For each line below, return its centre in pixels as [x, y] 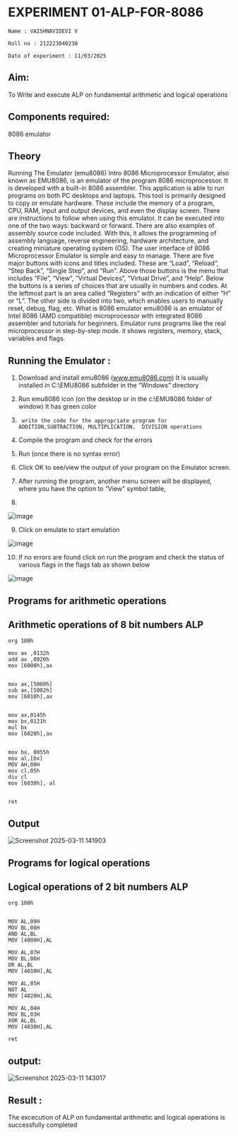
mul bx [18, 728]
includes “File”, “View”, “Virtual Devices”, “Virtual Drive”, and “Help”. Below [116, 278]
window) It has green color [57, 407]
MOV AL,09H [24, 922]
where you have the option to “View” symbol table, [92, 489]
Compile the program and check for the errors [85, 440]
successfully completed [43, 1125]
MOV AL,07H [24, 953]
